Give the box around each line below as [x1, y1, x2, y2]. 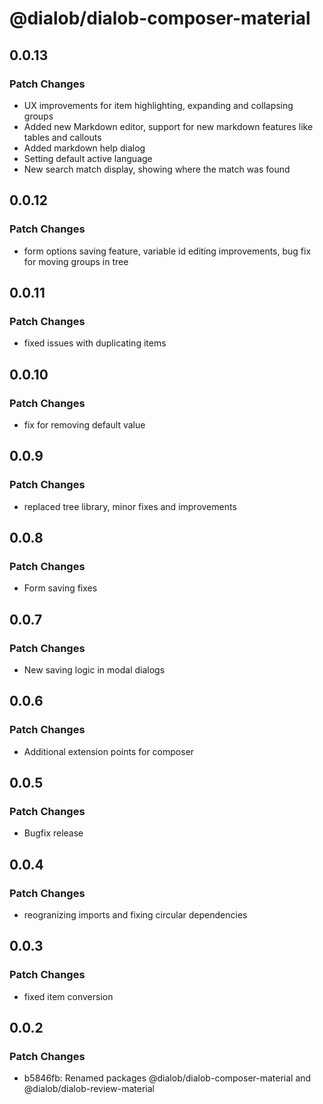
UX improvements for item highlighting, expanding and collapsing [23, 99, 294, 111]
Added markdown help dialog [23, 142, 146, 154]
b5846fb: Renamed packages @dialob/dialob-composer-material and [23, 1072, 312, 1084]
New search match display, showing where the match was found [23, 163, 291, 175]
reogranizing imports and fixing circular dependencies [23, 909, 248, 921]
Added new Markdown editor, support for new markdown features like [23, 120, 314, 132]
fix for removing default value [23, 418, 146, 431]
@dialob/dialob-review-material [23, 1083, 155, 1095]
